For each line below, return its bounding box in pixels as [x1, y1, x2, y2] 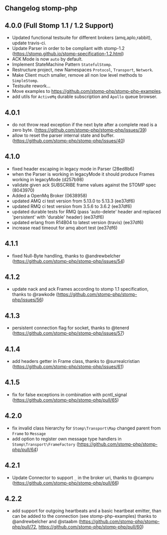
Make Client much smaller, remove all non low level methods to [12, 72, 143, 78]
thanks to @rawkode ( [12, 291, 58, 297]
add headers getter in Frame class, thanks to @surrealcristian [12, 358, 140, 364]
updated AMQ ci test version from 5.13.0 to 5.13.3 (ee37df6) [12, 198, 135, 204]
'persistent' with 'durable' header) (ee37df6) [12, 214, 104, 220]
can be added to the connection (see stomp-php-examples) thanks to [12, 513, 157, 519]
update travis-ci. [12, 40, 46, 46]
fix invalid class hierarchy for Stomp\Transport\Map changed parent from [12, 425, 161, 431]
